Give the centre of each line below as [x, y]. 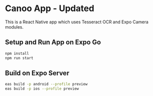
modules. [14, 27]
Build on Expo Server [37, 73]
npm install [17, 53]
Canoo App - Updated [50, 8]
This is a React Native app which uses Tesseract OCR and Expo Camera [77, 22]
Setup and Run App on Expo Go [53, 42]
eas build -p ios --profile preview [42, 89]
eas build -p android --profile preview [46, 84]
